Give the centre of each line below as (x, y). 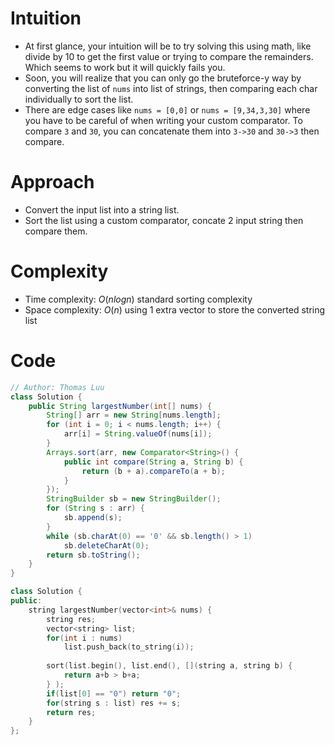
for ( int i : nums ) (84, 638)
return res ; (71, 712)
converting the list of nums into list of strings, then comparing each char (171, 88)
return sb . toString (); (93, 555)
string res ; (71, 619)
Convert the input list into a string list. (102, 209)
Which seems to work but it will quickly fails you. (125, 67)
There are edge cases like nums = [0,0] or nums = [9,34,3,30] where (167, 109)
